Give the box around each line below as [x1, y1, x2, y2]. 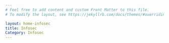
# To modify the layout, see [5, 12, 66, 17]
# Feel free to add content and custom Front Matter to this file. [5, 7, 150, 12]
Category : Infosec [5, 30, 44, 35]
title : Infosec [5, 25, 37, 30]
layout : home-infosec [5, 21, 51, 26]
